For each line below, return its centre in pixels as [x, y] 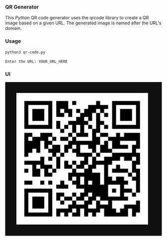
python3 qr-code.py [25, 52]
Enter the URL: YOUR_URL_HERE [37, 61]
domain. [13, 28]
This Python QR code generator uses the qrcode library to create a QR [77, 18]
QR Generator [22, 7]
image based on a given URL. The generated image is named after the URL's [83, 23]
